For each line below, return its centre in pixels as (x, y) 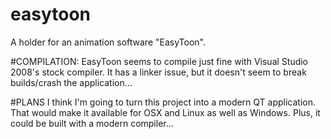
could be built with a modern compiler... (92, 123)
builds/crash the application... (71, 82)
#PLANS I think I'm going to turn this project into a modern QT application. (163, 102)
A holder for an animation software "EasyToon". (108, 42)
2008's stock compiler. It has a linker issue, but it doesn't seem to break (158, 72)
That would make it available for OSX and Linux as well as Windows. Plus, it (165, 112)
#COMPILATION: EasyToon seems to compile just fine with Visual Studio (159, 61)
